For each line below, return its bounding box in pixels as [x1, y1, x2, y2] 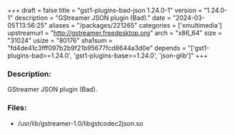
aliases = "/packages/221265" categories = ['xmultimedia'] [49, 21, 223, 29]
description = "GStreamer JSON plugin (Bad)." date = [14, 13, 171, 22]
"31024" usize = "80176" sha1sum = [7, 36, 113, 45]
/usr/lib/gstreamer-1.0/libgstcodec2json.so [17, 119, 144, 127]
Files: [7, 103, 27, 113]
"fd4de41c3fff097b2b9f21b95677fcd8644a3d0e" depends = [7, 44, 187, 52]
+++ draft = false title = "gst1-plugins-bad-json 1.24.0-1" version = [7, 6, 203, 14]
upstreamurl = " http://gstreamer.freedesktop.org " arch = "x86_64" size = [7, 28, 223, 37]
